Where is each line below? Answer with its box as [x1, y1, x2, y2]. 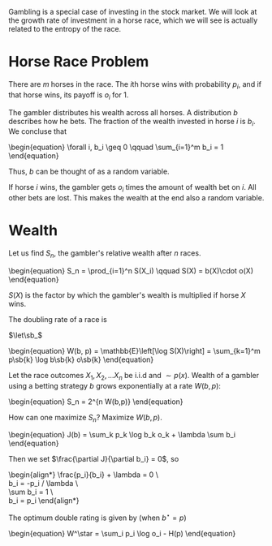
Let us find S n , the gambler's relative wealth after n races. [8, 248, 201, 260]
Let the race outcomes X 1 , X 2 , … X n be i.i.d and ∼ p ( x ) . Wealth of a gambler [8, 370, 260, 382]
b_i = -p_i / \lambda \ [8, 479, 79, 488]
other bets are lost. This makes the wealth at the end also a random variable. [8, 193, 265, 203]
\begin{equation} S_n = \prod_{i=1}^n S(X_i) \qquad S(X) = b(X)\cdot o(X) [8, 265, 254, 275]
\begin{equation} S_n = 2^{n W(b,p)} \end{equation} [8, 397, 184, 406]
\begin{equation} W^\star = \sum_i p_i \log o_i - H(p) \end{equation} [8, 529, 236, 539]
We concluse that [8, 127, 67, 136]
